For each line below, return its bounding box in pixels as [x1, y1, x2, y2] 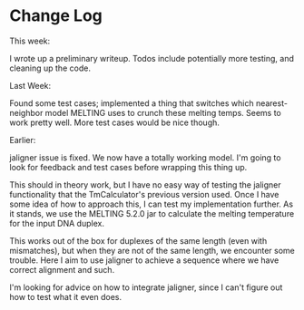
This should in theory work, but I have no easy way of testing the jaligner [9, 179, 281, 190]
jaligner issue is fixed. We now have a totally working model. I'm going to [9, 151, 281, 163]
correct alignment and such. [9, 264, 115, 275]
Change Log [9, 5, 103, 26]
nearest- [255, 97, 289, 109]
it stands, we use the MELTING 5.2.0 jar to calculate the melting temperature [9, 208, 295, 218]
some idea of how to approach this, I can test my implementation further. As [9, 199, 293, 209]
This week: [9, 35, 51, 46]
